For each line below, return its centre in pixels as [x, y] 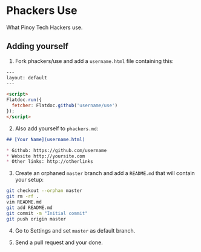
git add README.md [29, 207]
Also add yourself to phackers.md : [57, 128]
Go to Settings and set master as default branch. [75, 230]
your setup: [29, 180]
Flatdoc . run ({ [24, 100]
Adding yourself [37, 46]
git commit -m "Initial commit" [47, 213]
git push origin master [36, 219]
